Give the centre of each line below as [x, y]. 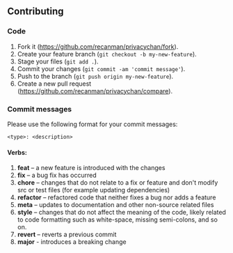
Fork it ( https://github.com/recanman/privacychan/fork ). [98, 46]
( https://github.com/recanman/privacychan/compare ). [95, 91]
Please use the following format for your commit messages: [93, 124]
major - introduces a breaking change [72, 242]
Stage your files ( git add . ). [58, 61]
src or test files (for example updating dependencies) [94, 190]
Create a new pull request [54, 84]
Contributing [35, 11]
